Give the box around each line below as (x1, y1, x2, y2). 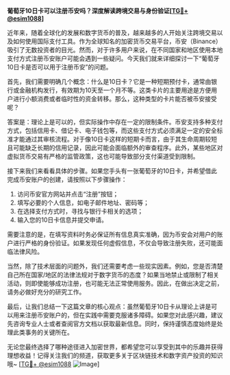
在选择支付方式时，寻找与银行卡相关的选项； (16, 207, 144, 215)
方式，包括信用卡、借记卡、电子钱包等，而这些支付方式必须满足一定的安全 (7, 126, 217, 135)
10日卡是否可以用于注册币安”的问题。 (7, 63, 112, 71)
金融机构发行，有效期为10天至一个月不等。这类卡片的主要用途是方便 (18, 86, 212, 94)
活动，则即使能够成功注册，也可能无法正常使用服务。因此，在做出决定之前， (7, 280, 223, 287)
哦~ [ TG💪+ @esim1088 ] (7, 360, 100, 368)
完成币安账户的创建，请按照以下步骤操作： (7, 175, 127, 183)
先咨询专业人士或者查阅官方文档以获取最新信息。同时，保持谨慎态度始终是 (7, 319, 217, 328)
